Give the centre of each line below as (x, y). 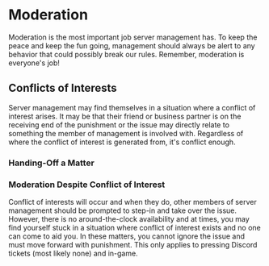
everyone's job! (34, 63)
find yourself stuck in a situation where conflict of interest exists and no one (134, 227)
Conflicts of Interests (63, 88)
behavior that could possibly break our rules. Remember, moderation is (126, 54)
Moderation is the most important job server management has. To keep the (133, 37)
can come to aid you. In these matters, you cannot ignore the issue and (126, 236)
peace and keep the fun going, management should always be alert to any (132, 45)
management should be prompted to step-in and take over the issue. (122, 210)
